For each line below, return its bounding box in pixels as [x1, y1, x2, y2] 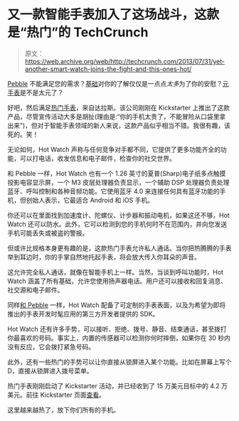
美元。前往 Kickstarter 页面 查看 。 [7, 390, 105, 399]
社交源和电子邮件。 [7, 285, 64, 294]
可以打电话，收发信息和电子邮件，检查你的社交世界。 [19, 154, 176, 162]
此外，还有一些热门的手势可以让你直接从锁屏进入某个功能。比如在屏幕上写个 [7, 357, 232, 366]
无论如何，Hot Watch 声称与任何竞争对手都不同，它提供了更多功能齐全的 [7, 145, 221, 154]
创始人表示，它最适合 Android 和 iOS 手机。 [26, 196, 154, 204]
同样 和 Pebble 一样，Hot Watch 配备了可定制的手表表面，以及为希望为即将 [7, 300, 226, 309]
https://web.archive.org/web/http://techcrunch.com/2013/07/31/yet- [24, 57, 225, 65]
